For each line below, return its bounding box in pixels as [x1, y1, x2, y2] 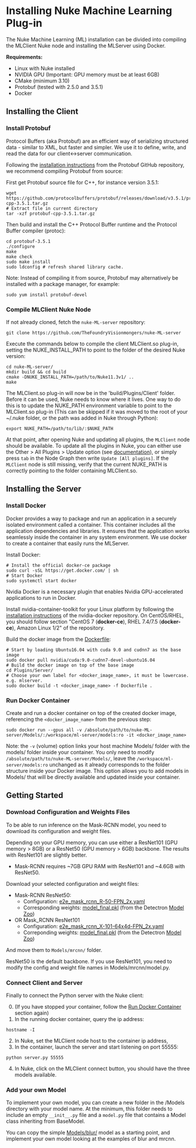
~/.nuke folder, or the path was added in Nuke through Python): [6, 414, 159, 421]
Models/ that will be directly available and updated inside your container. [6, 774, 181, 781]
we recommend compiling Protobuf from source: [6, 167, 123, 174]
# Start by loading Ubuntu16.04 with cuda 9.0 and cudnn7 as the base [6, 647, 181, 653]
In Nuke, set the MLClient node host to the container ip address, [14, 1037, 169, 1044]
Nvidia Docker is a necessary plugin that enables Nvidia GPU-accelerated [6, 588, 184, 595]
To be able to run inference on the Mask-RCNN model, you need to [6, 821, 167, 829]
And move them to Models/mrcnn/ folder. [6, 946, 103, 953]
